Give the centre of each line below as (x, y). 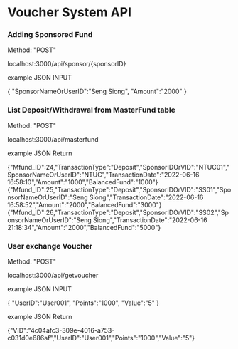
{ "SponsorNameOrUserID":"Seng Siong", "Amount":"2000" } (97, 92)
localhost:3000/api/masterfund (53, 139)
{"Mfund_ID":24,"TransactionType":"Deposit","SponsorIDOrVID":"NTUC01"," (119, 167)
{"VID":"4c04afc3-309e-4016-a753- (61, 330)
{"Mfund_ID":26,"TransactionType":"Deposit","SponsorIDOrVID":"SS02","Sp (118, 212)
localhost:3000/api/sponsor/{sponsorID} (67, 64)
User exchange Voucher (50, 246)
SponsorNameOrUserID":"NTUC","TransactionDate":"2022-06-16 (103, 174)
